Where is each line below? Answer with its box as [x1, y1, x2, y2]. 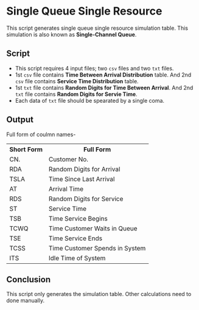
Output [6, 114, 33, 125]
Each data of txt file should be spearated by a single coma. [15, 97, 165, 104]
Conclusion [6, 274, 51, 284]
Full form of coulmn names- [6, 131, 76, 138]
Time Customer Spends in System [48, 244, 146, 252]
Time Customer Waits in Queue [48, 224, 138, 232]
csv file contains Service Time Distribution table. [15, 77, 139, 84]
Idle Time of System [48, 253, 106, 262]
